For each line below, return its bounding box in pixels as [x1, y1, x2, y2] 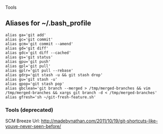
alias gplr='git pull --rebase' [5, 68, 73, 73]
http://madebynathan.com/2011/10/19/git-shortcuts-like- [41, 118, 158, 124]
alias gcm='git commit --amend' [5, 41, 73, 46]
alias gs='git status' [5, 54, 53, 60]
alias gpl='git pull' [5, 63, 51, 69]
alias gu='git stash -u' [5, 77, 58, 82]
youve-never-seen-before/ [5, 123, 62, 129]
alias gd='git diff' [5, 46, 49, 51]
